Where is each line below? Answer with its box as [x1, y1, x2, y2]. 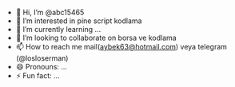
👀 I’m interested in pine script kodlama [15, 16, 142, 26]
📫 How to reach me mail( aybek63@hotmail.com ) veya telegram [15, 42, 228, 51]
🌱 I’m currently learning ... [15, 25, 102, 34]
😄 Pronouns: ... [15, 62, 68, 71]
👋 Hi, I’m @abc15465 [15, 8, 85, 17]
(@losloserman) [15, 53, 69, 63]
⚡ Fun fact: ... [15, 71, 60, 80]
